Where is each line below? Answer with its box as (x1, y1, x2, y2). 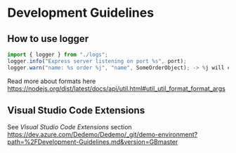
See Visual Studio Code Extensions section (7, 123, 132, 131)
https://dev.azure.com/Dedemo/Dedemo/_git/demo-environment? (7, 131, 198, 139)
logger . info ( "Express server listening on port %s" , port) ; (7, 57, 188, 64)
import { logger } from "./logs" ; (7, 51, 109, 58)
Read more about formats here (7, 77, 96, 85)
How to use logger (7, 33, 89, 45)
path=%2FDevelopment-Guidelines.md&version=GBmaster (7, 138, 178, 146)
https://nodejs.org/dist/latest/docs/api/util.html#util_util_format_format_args (7, 84, 226, 92)
